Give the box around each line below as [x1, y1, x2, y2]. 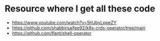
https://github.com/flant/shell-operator [11, 30, 92, 36]
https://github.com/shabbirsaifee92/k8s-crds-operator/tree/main [11, 24, 146, 30]
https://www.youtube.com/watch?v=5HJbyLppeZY [11, 19, 117, 25]
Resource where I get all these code [4, 3, 156, 14]
